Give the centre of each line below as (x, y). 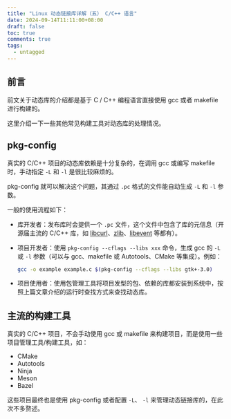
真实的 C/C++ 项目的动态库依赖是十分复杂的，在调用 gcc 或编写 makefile (111, 162)
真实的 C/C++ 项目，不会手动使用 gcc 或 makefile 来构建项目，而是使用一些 (115, 334)
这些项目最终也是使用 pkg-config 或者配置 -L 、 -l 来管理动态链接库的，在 (112, 400)
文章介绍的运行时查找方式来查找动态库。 (93, 292)
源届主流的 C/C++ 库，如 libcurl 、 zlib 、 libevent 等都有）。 (99, 233)
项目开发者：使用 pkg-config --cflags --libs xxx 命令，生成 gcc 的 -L (119, 248)
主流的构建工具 (39, 316)
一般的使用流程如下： (37, 209)
